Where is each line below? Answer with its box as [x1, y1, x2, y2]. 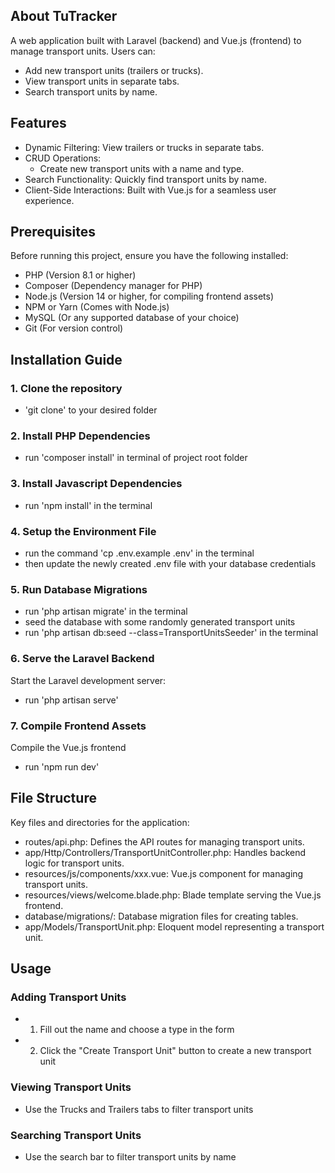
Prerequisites [10, 224, 96, 241]
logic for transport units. [24, 857, 125, 869]
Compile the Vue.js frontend [10, 741, 127, 753]
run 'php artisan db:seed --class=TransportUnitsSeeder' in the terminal [24, 627, 319, 639]
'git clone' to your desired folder [24, 404, 158, 416]
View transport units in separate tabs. [24, 75, 180, 87]
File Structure [10, 790, 97, 807]
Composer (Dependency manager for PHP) [24, 280, 203, 292]
